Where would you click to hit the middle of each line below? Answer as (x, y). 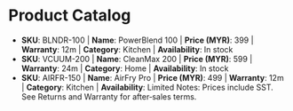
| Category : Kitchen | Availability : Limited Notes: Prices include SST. (147, 87)
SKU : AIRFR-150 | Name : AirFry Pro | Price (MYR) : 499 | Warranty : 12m (153, 77)
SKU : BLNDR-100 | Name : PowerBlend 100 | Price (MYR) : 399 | (137, 40)
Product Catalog (70, 16)
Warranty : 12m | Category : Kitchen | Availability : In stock (127, 49)
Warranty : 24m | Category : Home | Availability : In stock (125, 68)
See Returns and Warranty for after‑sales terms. (109, 96)
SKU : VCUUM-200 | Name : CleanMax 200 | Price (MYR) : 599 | (137, 59)
